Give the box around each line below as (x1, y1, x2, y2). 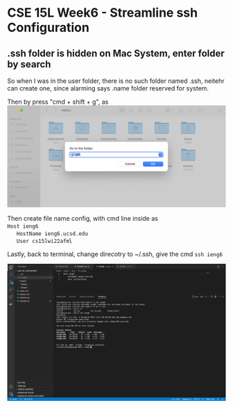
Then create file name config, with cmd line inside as (7, 214, 158, 222)
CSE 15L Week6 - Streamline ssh (7, 5, 198, 21)
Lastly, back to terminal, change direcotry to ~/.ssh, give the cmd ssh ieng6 (7, 249, 223, 258)
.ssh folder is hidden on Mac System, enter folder (7, 47, 225, 59)
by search (7, 58, 51, 70)
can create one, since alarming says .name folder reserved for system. (7, 84, 209, 92)
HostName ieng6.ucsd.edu (16, 230, 89, 237)
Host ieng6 (7, 223, 39, 230)
